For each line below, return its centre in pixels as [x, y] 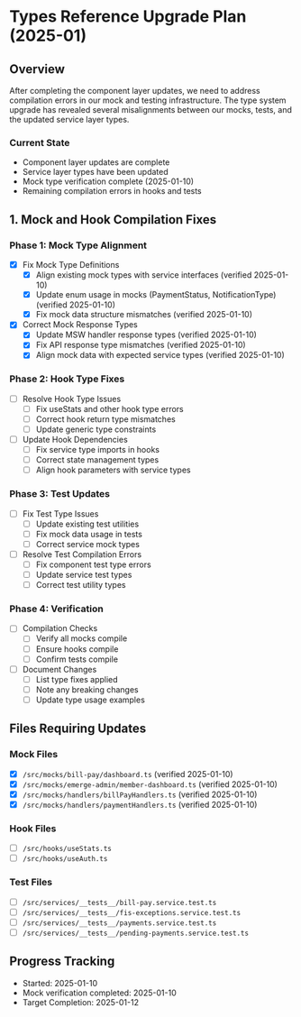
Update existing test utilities [87, 524]
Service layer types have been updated [95, 172]
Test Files [31, 883]
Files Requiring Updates [78, 729]
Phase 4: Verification [56, 609]
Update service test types [84, 574]
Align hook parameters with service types [113, 470]
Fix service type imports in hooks [98, 450]
